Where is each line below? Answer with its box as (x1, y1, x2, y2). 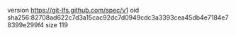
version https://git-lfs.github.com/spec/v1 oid (7, 6, 140, 14)
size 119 (45, 21, 69, 29)
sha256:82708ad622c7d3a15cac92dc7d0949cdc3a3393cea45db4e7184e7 (7, 13, 229, 22)
